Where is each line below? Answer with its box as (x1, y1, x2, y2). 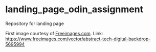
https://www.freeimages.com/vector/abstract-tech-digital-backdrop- (5, 36, 151, 42)
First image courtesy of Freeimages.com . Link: (5, 30, 103, 36)
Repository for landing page (5, 20, 64, 27)
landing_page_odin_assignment (5, 4, 144, 15)
